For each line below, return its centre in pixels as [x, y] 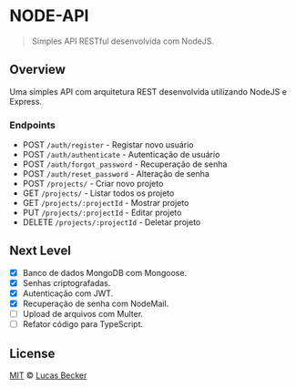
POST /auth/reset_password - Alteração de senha [116, 174]
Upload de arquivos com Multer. [83, 314]
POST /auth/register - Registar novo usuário [108, 145]
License [32, 353]
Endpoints [33, 125]
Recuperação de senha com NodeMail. [96, 304]
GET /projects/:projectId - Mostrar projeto [106, 203]
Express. [26, 101]
